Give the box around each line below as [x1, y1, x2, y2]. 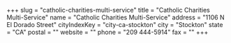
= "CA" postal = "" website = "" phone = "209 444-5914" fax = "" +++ [6, 28, 209, 36]
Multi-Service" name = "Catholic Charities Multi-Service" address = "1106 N [6, 13, 225, 21]
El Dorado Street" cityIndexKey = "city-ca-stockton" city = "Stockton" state [6, 21, 223, 28]
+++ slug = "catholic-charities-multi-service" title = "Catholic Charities [6, 6, 210, 14]
